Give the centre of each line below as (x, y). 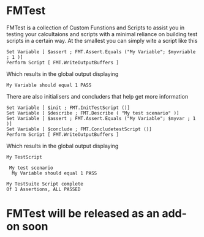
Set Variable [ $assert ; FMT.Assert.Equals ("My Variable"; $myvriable (101, 52)
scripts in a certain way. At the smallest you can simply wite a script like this (102, 40)
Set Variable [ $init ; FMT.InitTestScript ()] (68, 108)
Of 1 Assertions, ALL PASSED (43, 189)
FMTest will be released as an (83, 213)
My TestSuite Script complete (45, 184)
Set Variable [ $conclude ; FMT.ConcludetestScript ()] (79, 129)
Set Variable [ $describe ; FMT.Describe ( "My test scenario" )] (93, 113)
